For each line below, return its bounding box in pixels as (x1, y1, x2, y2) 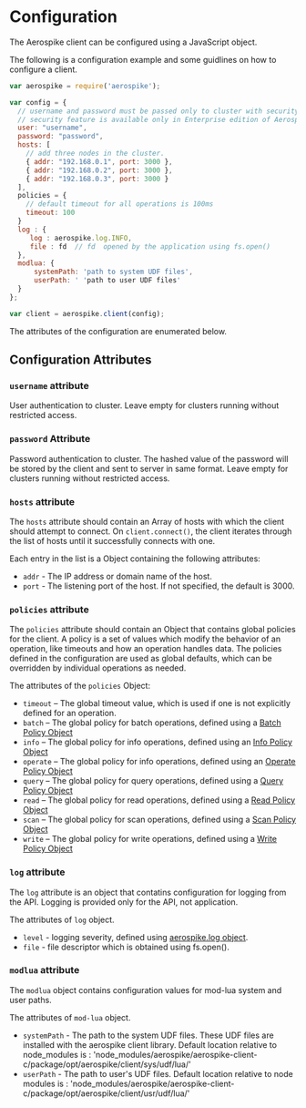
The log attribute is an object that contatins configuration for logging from (9, 887, 287, 898)
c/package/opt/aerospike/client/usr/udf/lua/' (22, 1087, 190, 1099)
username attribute (9, 380, 89, 392)
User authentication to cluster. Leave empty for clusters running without (9, 400, 280, 411)
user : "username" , (17, 123, 88, 133)
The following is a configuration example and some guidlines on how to (9, 54, 277, 65)
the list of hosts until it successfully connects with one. (9, 535, 216, 546)
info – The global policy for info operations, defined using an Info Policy (22, 736, 293, 748)
